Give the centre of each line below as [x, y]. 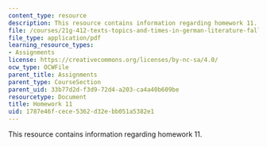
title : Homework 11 [41, 104]
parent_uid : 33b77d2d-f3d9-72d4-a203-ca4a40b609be [94, 89]
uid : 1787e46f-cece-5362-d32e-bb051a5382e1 [81, 112]
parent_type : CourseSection [55, 82]
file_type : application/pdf [55, 38]
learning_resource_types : [51, 45]
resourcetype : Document [48, 97]
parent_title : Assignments [53, 75]
